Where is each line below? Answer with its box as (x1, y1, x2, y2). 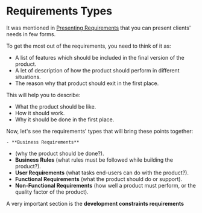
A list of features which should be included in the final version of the (14, 54, 185, 61)
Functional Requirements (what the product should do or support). (14, 175, 183, 182)
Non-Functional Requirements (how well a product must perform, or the (14, 182, 196, 189)
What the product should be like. (14, 103, 96, 110)
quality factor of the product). (14, 188, 89, 196)
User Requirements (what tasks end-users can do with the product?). (14, 169, 189, 176)
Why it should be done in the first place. (14, 116, 115, 123)
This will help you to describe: (6, 91, 81, 98)
